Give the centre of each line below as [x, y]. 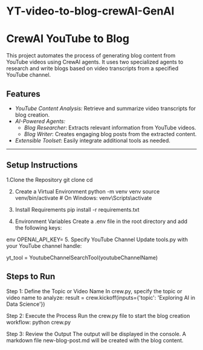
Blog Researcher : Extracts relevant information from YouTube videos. [110, 128]
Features [23, 94]
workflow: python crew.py [39, 322]
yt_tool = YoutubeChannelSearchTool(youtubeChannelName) [82, 258]
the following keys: [38, 227]
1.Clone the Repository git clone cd [50, 180]
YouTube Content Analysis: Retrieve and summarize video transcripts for [105, 108]
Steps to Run [31, 277]
